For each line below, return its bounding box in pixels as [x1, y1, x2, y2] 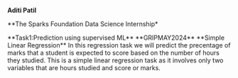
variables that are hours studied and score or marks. [7, 64, 161, 72]
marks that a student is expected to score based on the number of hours [7, 49, 220, 57]
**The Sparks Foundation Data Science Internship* [7, 20, 158, 28]
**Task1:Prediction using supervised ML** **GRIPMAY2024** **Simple [7, 33, 225, 42]
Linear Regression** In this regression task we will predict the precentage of [7, 41, 231, 49]
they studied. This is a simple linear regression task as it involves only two [7, 56, 224, 65]
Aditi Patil [7, 6, 37, 14]
